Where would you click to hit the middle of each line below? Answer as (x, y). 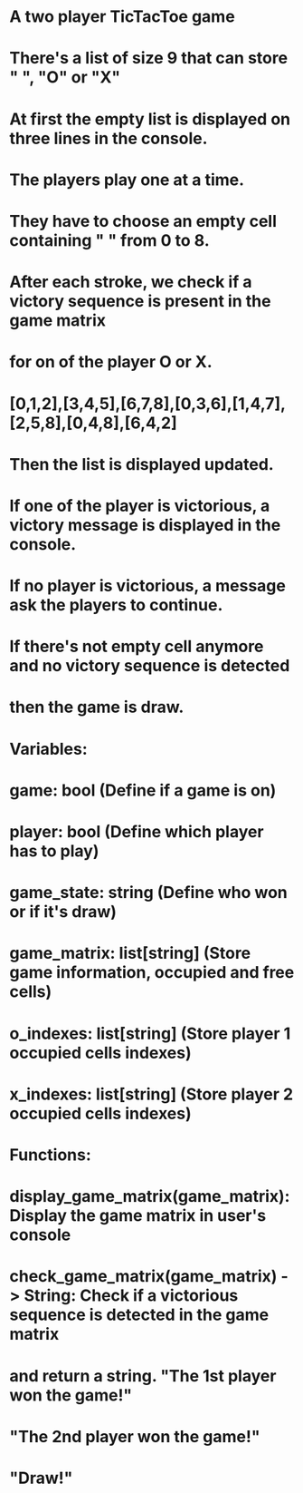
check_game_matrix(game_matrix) (143, 1277)
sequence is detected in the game (139, 1315)
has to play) (54, 851)
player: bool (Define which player (137, 832)
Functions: (51, 1155)
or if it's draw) (63, 912)
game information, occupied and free (152, 973)
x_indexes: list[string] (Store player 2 (151, 1094)
